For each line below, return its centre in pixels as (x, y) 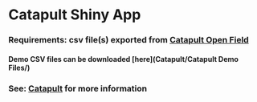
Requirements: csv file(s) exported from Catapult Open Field (128, 40)
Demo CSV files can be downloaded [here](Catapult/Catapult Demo (124, 59)
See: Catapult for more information (78, 88)
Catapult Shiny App (75, 15)
